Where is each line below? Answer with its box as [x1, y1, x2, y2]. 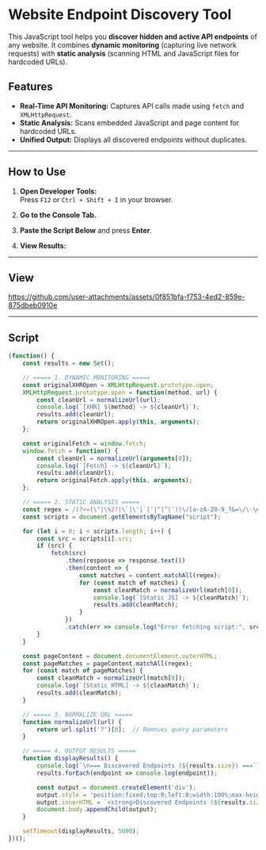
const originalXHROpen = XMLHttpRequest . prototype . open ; [22, 381, 215, 389]
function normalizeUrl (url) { [22, 718, 123, 726]
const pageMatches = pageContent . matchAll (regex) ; [22, 660, 193, 668]
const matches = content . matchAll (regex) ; [78, 571, 222, 580]
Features [8, 80, 53, 94]
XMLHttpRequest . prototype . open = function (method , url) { [22, 389, 218, 396]
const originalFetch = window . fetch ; [22, 439, 147, 447]
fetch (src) [50, 549, 87, 557]
